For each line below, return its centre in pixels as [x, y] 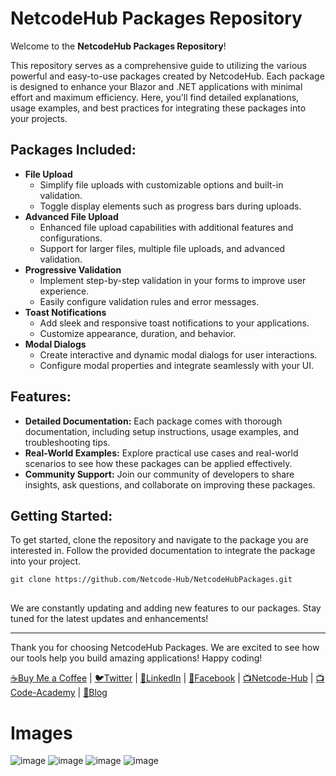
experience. [64, 291]
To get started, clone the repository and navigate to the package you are [159, 540]
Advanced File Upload [71, 216]
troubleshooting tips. [67, 442]
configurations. [71, 238]
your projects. [39, 118]
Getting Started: [61, 515]
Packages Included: [73, 150]
